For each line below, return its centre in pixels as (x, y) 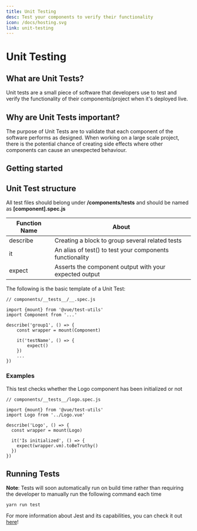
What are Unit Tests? (45, 78)
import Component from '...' (42, 315)
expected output (77, 275)
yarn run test (23, 505)
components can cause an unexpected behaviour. (67, 150)
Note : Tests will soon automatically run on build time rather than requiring (95, 488)
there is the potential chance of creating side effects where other (84, 144)
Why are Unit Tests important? (63, 117)
